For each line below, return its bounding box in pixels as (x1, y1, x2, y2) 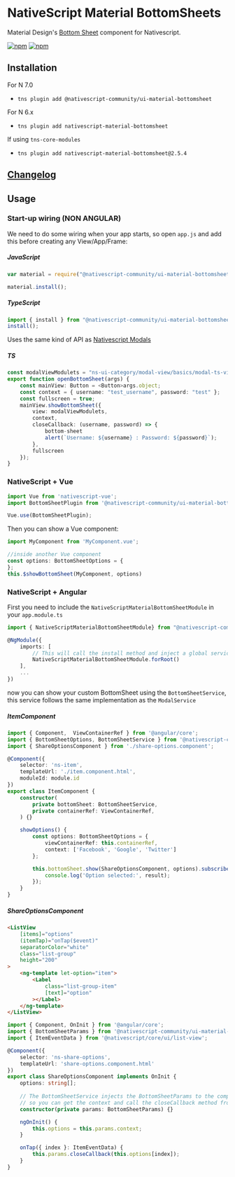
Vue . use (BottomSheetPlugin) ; (7, 512, 92, 519)
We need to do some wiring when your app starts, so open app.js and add (7, 229, 222, 238)
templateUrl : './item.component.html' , (20, 768, 136, 775)
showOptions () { (20, 826, 68, 834)
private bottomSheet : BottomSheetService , (32, 801, 158, 808)
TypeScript (7, 299, 41, 307)
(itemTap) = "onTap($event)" (20, 937, 99, 944)
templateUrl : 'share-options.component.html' (20, 1060, 155, 1067)
